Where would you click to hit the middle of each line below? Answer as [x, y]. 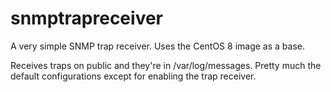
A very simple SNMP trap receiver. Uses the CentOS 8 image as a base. [157, 46]
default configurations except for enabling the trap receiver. [133, 76]
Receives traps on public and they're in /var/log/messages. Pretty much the [166, 65]
